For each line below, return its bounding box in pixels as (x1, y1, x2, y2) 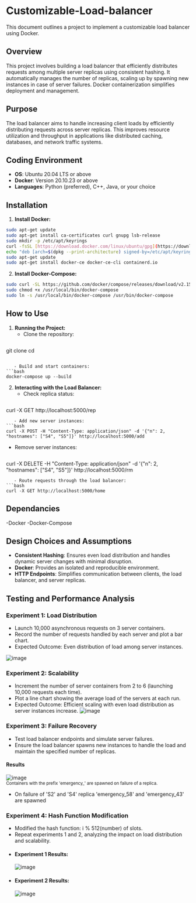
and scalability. (14, 837, 51, 844)
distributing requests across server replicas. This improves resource (6, 126, 170, 133)
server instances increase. (14, 707, 79, 714)
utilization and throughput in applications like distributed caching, (6, 132, 163, 139)
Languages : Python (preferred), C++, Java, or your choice (14, 183, 156, 190)
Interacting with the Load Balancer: (14, 384, 102, 391)
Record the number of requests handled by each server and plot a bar (14, 631, 183, 638)
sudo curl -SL (6, 282, 41, 288)
